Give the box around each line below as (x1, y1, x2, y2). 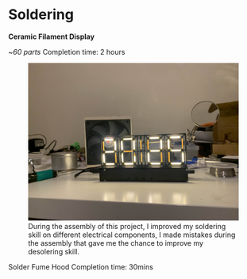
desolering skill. (28, 247, 79, 256)
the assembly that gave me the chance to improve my (28, 238, 204, 247)
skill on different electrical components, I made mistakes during (28, 230, 236, 239)
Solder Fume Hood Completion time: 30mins (8, 262, 153, 271)
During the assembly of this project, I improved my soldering (28, 221, 226, 231)
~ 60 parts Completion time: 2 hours (8, 47, 125, 56)
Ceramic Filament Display (8, 32, 95, 41)
